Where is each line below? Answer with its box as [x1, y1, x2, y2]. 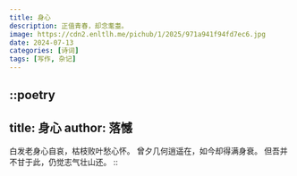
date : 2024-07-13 [9, 38, 74, 47]
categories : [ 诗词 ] [9, 46, 80, 55]
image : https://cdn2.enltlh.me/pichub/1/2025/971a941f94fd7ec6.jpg [9, 29, 267, 38]
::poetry [9, 88, 55, 103]
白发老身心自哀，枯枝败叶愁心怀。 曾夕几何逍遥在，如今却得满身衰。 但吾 [9, 146, 280, 156]
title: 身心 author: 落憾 [9, 120, 132, 135]
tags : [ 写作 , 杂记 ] [9, 54, 77, 63]
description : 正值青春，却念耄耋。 [9, 21, 128, 30]
